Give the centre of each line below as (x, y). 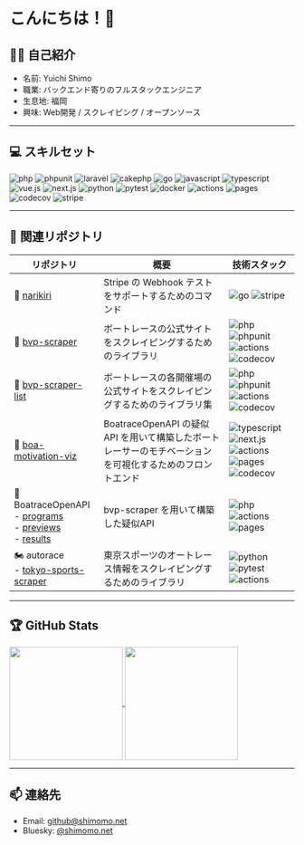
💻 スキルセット (53, 152)
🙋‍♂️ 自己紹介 (43, 55)
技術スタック (260, 264)
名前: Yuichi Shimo (57, 78)
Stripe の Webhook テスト (158, 282)
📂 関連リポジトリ (57, 237)
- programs (39, 515)
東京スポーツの (135, 555)
